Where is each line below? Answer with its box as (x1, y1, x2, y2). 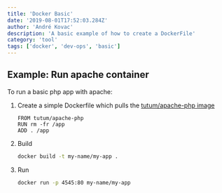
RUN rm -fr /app (17, 121, 65, 128)
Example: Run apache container (7, 69, 149, 81)
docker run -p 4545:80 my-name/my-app (17, 179, 131, 186)
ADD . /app (17, 127, 50, 134)
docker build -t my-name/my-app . (17, 152, 118, 160)
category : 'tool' (7, 36, 58, 44)
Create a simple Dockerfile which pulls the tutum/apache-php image (17, 101, 215, 109)
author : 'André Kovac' (7, 23, 74, 30)
